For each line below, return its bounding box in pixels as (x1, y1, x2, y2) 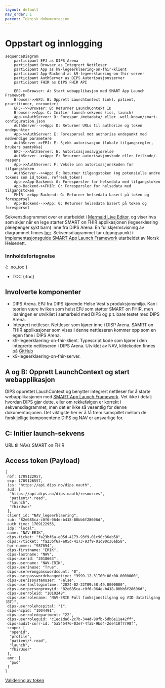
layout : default (5, 7, 39, 12)
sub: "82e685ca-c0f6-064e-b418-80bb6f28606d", (7, 517, 105, 522)
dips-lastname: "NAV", (7, 552, 54, 557)
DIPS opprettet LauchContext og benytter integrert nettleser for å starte (5, 388, 151, 394)
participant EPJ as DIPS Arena (14, 58, 79, 63)
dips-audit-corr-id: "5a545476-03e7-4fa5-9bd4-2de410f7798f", (7, 621, 138, 626)
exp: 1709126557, (7, 478, 43, 483)
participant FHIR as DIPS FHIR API (14, 80, 87, 85)
